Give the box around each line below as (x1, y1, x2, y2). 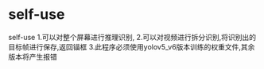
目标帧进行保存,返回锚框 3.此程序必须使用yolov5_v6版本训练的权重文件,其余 (8, 42, 255, 52)
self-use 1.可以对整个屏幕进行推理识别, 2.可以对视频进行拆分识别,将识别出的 (8, 32, 257, 42)
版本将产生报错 (8, 52, 57, 61)
